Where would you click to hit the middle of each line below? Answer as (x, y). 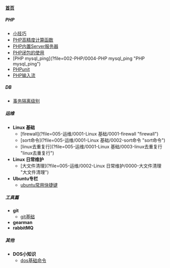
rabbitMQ (23, 228)
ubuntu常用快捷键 (39, 185)
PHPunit (21, 69)
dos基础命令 (33, 260)
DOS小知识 (24, 254)
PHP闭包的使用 (29, 52)
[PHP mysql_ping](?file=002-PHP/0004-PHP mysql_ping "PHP (79, 58)
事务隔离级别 (26, 101)
